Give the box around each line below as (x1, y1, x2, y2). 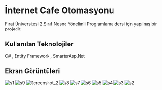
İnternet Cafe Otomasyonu (5, 5, 114, 16)
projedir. (5, 26, 22, 31)
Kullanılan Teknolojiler (5, 40, 74, 48)
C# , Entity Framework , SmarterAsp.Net (5, 53, 85, 59)
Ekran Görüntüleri (5, 67, 60, 75)
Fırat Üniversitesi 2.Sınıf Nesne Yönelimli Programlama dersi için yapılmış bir (5, 21, 157, 27)
